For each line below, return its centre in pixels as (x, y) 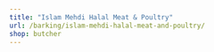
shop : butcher (36, 33)
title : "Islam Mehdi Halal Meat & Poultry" (91, 17)
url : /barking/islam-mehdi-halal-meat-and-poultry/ (107, 26)
